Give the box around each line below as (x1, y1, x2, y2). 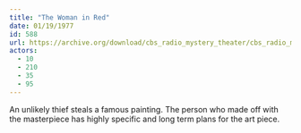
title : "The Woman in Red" (9, 12, 110, 22)
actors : (9, 46, 39, 55)
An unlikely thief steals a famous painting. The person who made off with (9, 104, 279, 114)
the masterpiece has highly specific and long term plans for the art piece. (9, 113, 280, 124)
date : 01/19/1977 (9, 21, 74, 30)
